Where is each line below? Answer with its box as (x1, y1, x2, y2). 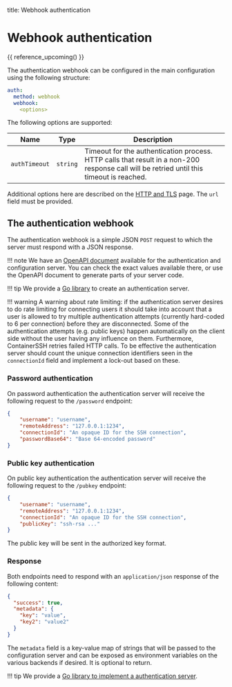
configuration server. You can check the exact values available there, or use (7, 263, 223, 272)
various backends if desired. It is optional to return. (7, 658, 153, 666)
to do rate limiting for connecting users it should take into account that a (7, 305, 213, 313)
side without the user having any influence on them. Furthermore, (7, 335, 193, 343)
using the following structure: (7, 73, 91, 81)
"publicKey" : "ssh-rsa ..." (19, 520, 100, 527)
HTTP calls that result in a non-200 (84, 155, 200, 165)
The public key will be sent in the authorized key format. (7, 539, 167, 548)
